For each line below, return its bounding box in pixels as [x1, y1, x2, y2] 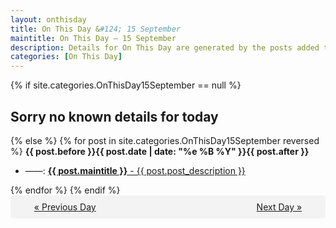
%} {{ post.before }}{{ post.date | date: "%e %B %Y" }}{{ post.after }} [10, 145, 310, 157]
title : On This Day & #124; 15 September [10, 24, 182, 34]
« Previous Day [33, 201, 97, 213]
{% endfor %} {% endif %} [10, 184, 121, 196]
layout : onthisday [10, 14, 87, 25]
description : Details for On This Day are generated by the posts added [10, 42, 320, 53]
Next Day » [256, 201, 303, 213]
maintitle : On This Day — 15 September [10, 33, 177, 43]
